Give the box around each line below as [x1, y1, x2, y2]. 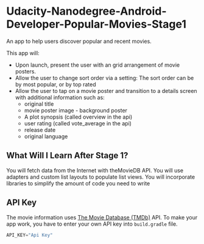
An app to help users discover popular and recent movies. [6, 37, 152, 45]
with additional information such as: [15, 94, 105, 101]
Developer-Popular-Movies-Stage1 [6, 17, 187, 31]
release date [24, 126, 56, 133]
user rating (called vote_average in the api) [24, 119, 132, 127]
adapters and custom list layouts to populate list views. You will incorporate [6, 173, 195, 180]
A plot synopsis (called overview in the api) [24, 113, 133, 120]
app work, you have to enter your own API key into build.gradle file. [6, 220, 178, 227]
